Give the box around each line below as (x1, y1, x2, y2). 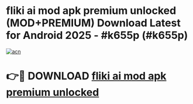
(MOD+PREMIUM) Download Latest (6, 16, 181, 30)
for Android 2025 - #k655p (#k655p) (6, 29, 188, 42)
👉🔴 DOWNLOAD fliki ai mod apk (6, 70, 167, 83)
